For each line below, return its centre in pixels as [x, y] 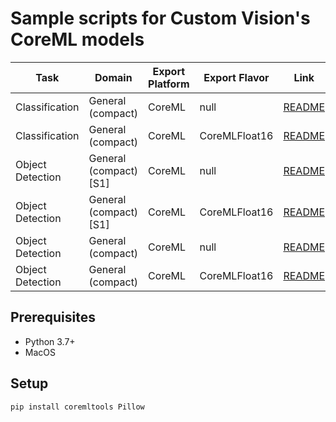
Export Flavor [236, 77]
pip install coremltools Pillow [77, 407]
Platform [169, 84]
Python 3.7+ [50, 341]
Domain [113, 77]
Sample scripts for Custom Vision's [160, 18]
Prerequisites [53, 317]
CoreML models [77, 39]
